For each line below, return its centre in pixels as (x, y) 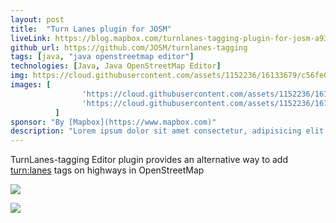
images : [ (31, 85)
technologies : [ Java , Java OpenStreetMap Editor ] (116, 66)
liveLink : (31, 38)
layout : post (37, 19)
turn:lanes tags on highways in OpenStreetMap (107, 170)
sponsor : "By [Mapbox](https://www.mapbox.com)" (113, 122)
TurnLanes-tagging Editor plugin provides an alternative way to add (149, 160)
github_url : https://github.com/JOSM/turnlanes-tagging (129, 47)
